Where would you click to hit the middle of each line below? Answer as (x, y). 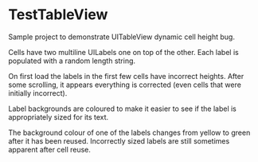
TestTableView (58, 15)
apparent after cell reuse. (50, 149)
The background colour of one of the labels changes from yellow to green (129, 132)
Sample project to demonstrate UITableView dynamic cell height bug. (121, 37)
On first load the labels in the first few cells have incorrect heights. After (126, 76)
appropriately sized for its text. (59, 117)
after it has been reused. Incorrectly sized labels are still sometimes (119, 140)
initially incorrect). (38, 93)
